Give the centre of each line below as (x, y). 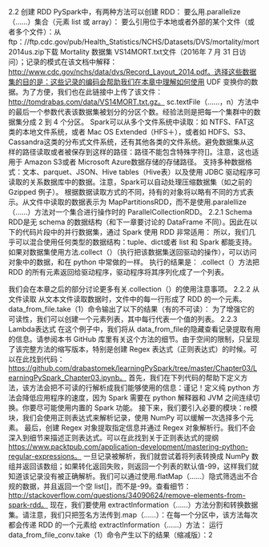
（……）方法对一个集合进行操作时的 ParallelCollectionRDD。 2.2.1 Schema (130, 212)
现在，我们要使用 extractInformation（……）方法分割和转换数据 (154, 505)
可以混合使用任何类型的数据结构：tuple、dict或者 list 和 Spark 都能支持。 (135, 242)
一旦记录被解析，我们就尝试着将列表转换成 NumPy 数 (171, 456)
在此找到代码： (40, 359)
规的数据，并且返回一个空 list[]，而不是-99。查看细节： (100, 486)
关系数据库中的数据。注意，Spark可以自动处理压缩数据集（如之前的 (141, 182)
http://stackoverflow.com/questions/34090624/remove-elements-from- (127, 495)
